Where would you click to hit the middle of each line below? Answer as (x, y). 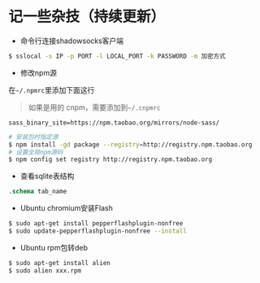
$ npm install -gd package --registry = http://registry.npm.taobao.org (130, 144)
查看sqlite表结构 (47, 176)
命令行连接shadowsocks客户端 (72, 41)
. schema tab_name (38, 192)
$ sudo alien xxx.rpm (45, 270)
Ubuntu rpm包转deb (54, 247)
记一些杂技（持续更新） (87, 17)
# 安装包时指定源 (33, 137)
